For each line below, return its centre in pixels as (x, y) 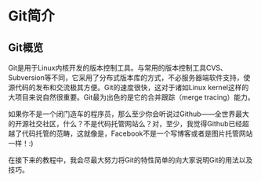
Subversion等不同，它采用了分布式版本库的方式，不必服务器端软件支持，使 (129, 78)
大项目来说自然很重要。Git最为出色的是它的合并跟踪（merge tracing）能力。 (131, 97)
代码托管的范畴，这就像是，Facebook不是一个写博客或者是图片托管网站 (137, 133)
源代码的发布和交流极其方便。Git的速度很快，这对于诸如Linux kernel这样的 (129, 87)
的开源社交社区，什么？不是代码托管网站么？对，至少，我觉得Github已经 (125, 124)
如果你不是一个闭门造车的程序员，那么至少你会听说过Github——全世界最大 (129, 114)
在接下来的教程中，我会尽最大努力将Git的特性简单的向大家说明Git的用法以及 (130, 160)
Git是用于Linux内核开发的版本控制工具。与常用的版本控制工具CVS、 (118, 68)
